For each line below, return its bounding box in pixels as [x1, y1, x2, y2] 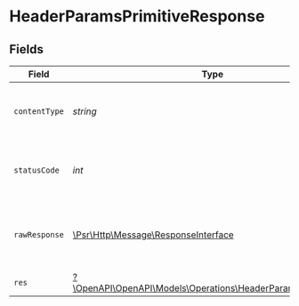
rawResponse [13, 229, 65, 239]
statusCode [13, 165, 60, 175]
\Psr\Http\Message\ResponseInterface [72, 229, 234, 241]
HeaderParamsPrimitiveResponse [9, 6, 265, 27]
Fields [9, 42, 44, 57]
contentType [13, 107, 65, 117]
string [72, 105, 98, 117]
